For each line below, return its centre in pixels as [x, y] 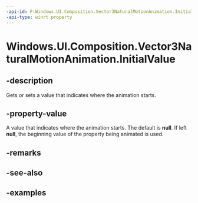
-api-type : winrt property [39, 17]
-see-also [24, 173]
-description [29, 81]
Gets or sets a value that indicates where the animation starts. [81, 95]
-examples [26, 193]
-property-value [37, 113]
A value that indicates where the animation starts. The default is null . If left [97, 128]
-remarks [24, 152]
